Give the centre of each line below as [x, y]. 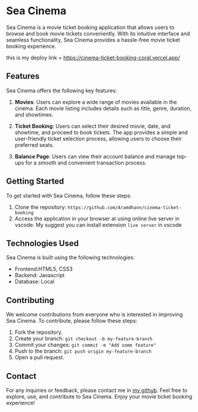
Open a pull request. [40, 358]
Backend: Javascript [40, 275]
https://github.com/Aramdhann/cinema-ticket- [125, 207]
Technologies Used [42, 243]
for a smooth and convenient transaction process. [86, 162]
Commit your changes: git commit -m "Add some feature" [85, 345]
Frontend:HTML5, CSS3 [43, 269]
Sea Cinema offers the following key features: [61, 91]
